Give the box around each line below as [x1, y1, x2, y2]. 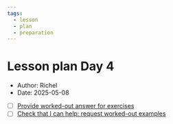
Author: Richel [16, 82, 58, 90]
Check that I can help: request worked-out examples [16, 110, 166, 118]
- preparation [13, 29, 54, 36]
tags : [7, 10, 23, 17]
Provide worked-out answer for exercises [16, 102, 135, 110]
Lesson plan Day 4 [7, 59, 115, 74]
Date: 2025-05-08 [16, 88, 70, 97]
